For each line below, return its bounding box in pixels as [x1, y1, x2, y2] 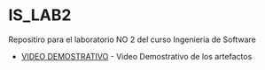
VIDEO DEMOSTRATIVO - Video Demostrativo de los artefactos [20, 51, 253, 61]
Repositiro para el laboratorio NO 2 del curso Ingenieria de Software [8, 34, 256, 45]
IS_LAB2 [8, 5, 72, 25]
